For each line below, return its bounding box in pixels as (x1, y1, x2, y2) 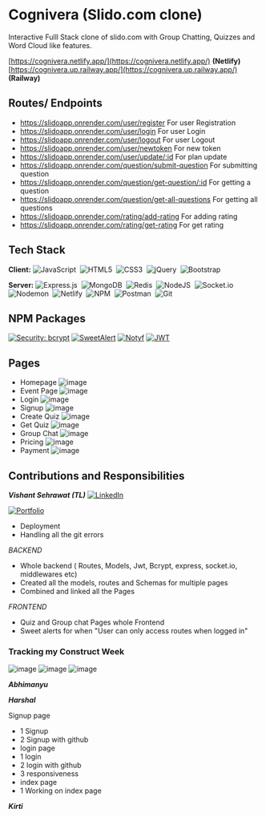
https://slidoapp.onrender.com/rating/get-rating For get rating (19, 220, 224, 229)
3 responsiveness (19, 769, 79, 779)
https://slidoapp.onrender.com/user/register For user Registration (19, 118, 236, 127)
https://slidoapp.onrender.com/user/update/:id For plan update (19, 152, 228, 161)
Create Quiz (19, 411, 60, 422)
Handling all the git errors (19, 530, 104, 539)
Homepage (19, 378, 58, 387)
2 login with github (19, 760, 82, 770)
